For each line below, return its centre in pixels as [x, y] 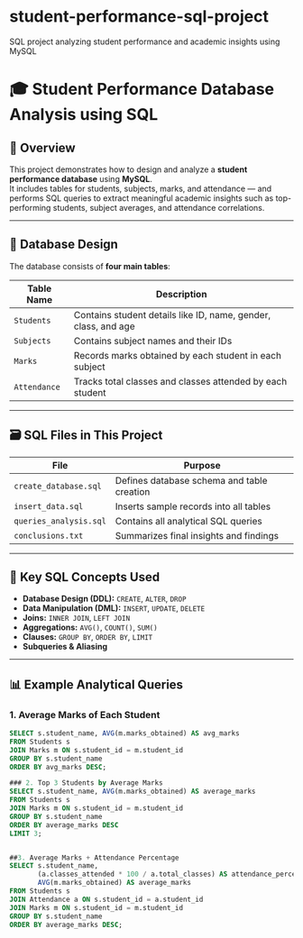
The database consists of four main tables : [90, 266]
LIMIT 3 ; [26, 833]
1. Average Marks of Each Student [85, 715]
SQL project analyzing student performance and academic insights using [145, 41]
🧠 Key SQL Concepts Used [85, 577]
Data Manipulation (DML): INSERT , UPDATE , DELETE [114, 608]
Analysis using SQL [84, 115]
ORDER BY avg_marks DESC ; [58, 767]
